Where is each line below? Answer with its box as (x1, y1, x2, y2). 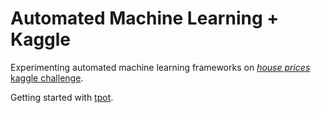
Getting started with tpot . (10, 91, 114, 103)
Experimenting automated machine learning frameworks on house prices (10, 61, 311, 73)
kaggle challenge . (10, 72, 84, 84)
